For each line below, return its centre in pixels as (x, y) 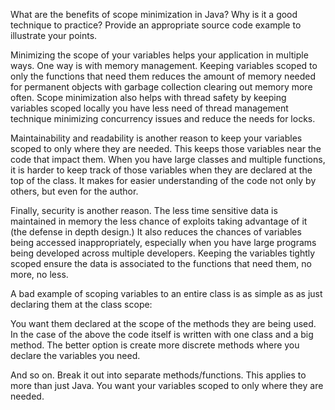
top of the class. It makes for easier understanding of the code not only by (163, 180)
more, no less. (39, 274)
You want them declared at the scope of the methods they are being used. (163, 323)
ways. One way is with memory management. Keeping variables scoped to (164, 65)
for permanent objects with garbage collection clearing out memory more (161, 87)
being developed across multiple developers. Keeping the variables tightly (163, 253)
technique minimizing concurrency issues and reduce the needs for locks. (163, 118)
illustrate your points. (54, 35)
